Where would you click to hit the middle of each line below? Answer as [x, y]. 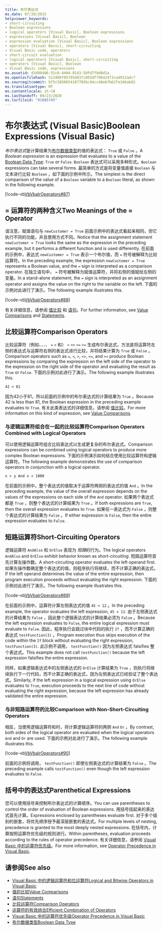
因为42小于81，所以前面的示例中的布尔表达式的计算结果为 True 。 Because [79, 396]
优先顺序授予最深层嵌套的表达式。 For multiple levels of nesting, [94, 821]
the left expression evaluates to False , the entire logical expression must [77, 623]
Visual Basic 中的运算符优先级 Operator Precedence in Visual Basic [78, 916]
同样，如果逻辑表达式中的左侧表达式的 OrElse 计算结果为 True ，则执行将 [78, 668]
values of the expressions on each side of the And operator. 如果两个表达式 [80, 497]
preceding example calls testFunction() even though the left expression [77, 769]
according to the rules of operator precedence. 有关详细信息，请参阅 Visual [81, 839]
